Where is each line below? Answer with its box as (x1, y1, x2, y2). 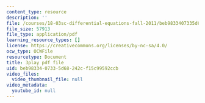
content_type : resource (6, 8, 67, 15)
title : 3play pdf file (6, 59, 64, 65)
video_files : (6, 71, 40, 77)
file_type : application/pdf (6, 32, 78, 38)
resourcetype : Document (6, 54, 67, 60)
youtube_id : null (12, 88, 56, 94)
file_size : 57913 (6, 25, 51, 32)
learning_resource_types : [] (6, 37, 81, 43)
